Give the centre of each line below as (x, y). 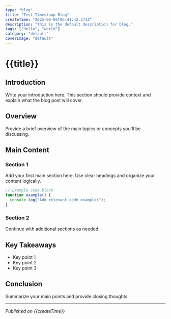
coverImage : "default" (29, 39)
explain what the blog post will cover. (44, 100)
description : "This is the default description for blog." (69, 24)
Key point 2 (25, 262)
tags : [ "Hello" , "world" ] (33, 29)
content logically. (23, 181)
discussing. (17, 134)
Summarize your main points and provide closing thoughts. (67, 296)
